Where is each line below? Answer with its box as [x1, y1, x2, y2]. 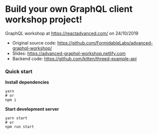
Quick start [5, 68, 33, 75]
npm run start [5, 125, 35, 130]
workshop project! [5, 14, 82, 25]
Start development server [5, 106, 59, 112]
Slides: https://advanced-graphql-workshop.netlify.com [12, 50, 126, 56]
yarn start [5, 116, 28, 121]
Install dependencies [5, 79, 49, 85]
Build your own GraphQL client [5, 3, 133, 15]
